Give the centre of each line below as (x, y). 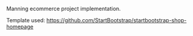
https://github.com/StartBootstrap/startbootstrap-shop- (117, 20)
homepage (20, 27)
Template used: (26, 20)
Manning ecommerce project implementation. (64, 9)
